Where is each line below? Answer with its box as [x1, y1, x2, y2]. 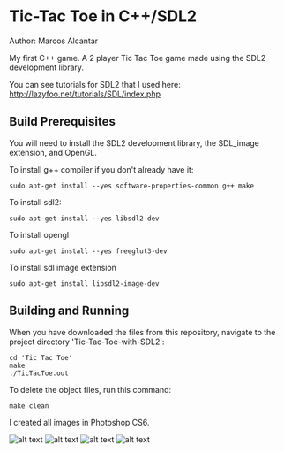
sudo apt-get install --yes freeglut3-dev [9, 246, 168, 256]
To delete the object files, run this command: [9, 384, 172, 395]
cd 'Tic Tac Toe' [9, 353, 73, 362]
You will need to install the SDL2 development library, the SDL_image [9, 137, 260, 148]
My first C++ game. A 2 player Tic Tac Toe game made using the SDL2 [9, 52, 266, 63]
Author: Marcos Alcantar [9, 35, 99, 46]
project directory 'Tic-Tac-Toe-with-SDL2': [9, 336, 165, 347]
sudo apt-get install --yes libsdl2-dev [9, 214, 161, 223]
